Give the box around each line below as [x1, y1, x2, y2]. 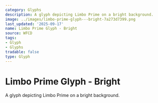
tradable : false [5, 49, 39, 54]
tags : [5, 36, 17, 41]
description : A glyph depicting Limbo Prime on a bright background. [5, 12, 154, 17]
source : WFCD [5, 31, 33, 36]
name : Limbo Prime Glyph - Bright [5, 26, 78, 31]
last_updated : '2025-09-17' [5, 21, 64, 27]
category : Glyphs [5, 7, 42, 13]
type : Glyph [5, 54, 30, 59]
